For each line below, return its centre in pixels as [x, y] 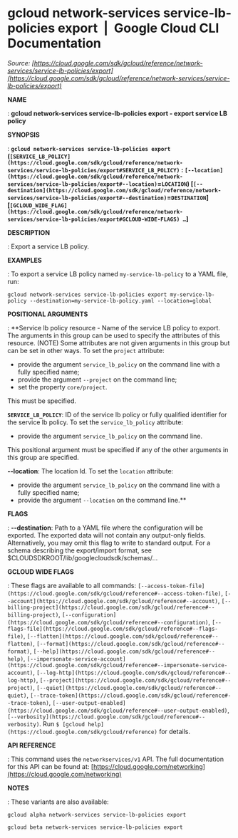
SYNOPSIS [24, 135]
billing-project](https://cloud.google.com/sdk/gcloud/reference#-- [111, 607]
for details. [175, 731]
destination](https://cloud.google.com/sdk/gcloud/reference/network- [114, 190]
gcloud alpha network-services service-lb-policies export [97, 815]
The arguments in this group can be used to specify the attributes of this [114, 335]
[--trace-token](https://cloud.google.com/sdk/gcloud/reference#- [130, 696]
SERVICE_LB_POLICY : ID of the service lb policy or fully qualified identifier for [117, 414]
